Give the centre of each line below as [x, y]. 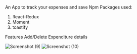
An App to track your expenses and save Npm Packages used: [69, 7]
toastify [20, 27]
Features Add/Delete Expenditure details [46, 37]
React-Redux [25, 17]
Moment [21, 22]
